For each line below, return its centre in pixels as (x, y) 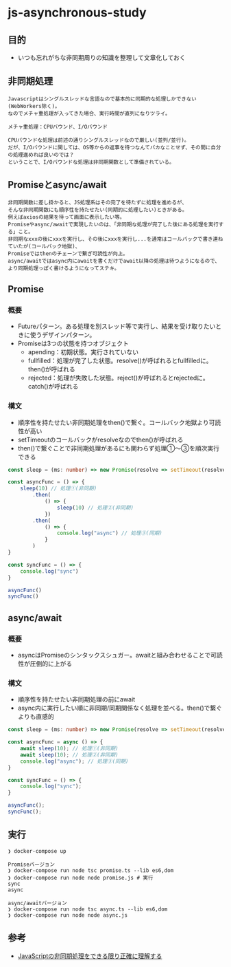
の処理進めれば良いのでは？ (41, 155)
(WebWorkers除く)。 (34, 106)
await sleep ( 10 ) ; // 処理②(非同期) (69, 754)
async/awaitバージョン (37, 903)
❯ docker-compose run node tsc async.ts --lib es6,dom (88, 909)
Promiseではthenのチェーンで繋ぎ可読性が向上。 (68, 253)
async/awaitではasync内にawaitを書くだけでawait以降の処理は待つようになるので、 (114, 261)
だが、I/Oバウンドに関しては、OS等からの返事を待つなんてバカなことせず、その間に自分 (114, 147)
